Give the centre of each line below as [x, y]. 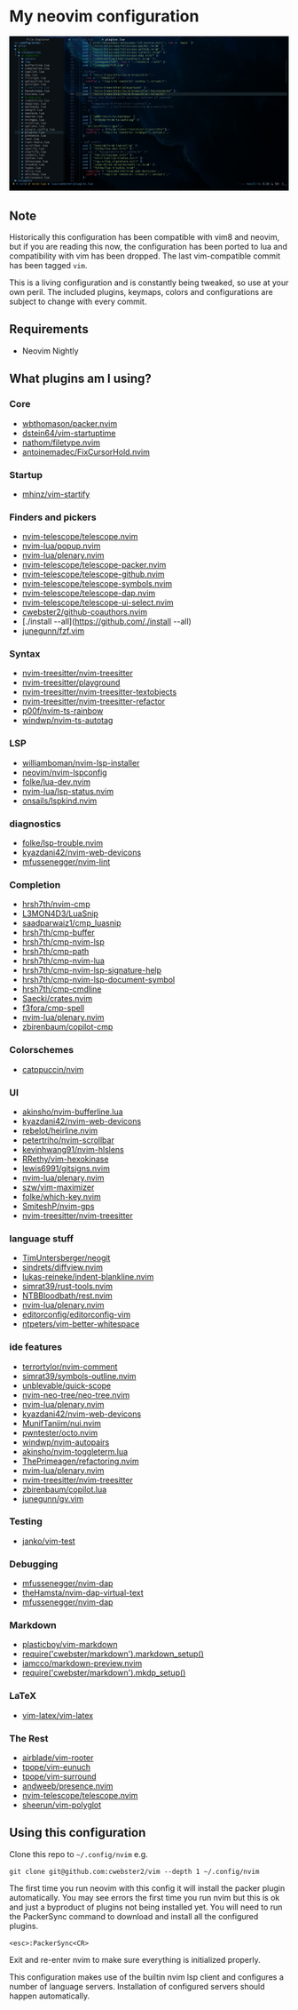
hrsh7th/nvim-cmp [56, 905]
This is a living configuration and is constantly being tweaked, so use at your [149, 283]
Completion [35, 885]
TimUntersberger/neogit [66, 1258]
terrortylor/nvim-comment [70, 1367]
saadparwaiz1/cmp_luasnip [71, 923]
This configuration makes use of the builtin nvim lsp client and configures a [146, 1977]
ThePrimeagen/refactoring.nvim [80, 1461]
